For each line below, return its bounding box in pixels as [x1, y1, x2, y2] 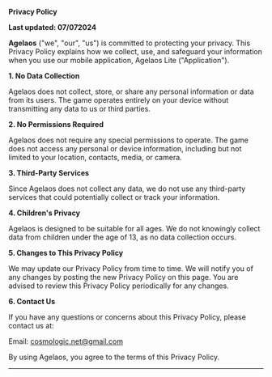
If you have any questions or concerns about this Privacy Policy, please [8, 312, 247, 322]
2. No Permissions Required [8, 120, 104, 129]
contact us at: [8, 321, 54, 330]
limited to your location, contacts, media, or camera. [8, 153, 182, 162]
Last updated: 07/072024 [8, 23, 97, 32]
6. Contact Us [8, 297, 55, 306]
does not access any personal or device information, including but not [8, 144, 242, 153]
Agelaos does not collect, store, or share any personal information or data [8, 87, 255, 96]
